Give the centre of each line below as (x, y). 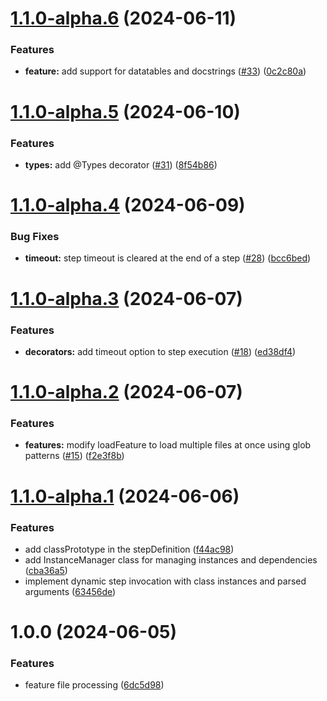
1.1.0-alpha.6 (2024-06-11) (123, 18)
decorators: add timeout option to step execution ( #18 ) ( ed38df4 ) (160, 351)
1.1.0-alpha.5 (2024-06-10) (125, 111)
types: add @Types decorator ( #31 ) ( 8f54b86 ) (121, 164)
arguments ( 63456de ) (70, 591)
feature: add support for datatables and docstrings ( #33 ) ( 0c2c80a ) (165, 71)
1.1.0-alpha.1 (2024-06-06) (125, 496)
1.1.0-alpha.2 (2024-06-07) (126, 392)
